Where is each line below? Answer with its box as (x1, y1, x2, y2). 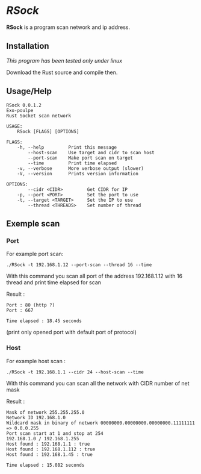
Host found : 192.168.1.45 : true (6, 451, 93, 458)
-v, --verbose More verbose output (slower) (17, 165, 144, 172)
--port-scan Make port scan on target (28, 155, 134, 161)
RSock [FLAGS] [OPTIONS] (17, 128, 79, 134)
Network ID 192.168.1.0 (6, 414, 66, 420)
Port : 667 (6, 308, 34, 314)
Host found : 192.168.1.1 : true (6, 441, 90, 447)
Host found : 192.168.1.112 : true (6, 446, 96, 452)
